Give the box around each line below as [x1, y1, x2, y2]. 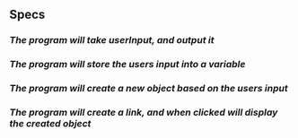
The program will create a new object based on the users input [9, 82, 289, 95]
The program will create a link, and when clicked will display [9, 107, 278, 119]
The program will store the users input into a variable [9, 58, 246, 71]
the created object [9, 117, 92, 130]
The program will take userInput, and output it [9, 34, 215, 47]
